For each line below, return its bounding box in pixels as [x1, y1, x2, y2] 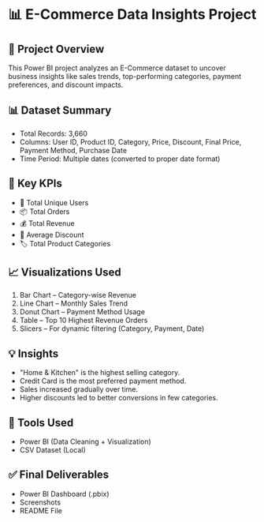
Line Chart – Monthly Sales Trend [19, 299, 128, 308]
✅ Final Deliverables [8, 468, 110, 482]
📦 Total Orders [19, 206, 70, 216]
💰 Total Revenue [19, 218, 75, 228]
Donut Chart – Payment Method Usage [19, 307, 146, 317]
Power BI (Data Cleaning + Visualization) [19, 437, 151, 446]
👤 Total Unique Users [19, 197, 89, 207]
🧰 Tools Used [8, 415, 74, 430]
